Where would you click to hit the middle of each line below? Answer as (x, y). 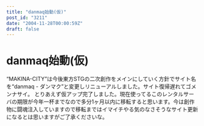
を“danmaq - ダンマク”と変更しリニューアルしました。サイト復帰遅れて (96, 86)
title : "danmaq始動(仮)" (37, 12)
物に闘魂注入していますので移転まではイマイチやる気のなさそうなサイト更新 (102, 110)
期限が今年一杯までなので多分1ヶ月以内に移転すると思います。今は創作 (106, 102)
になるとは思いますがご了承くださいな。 (57, 117)
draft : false (23, 29)
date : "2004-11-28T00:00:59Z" (45, 23)
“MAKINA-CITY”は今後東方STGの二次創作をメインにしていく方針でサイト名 (101, 79)
